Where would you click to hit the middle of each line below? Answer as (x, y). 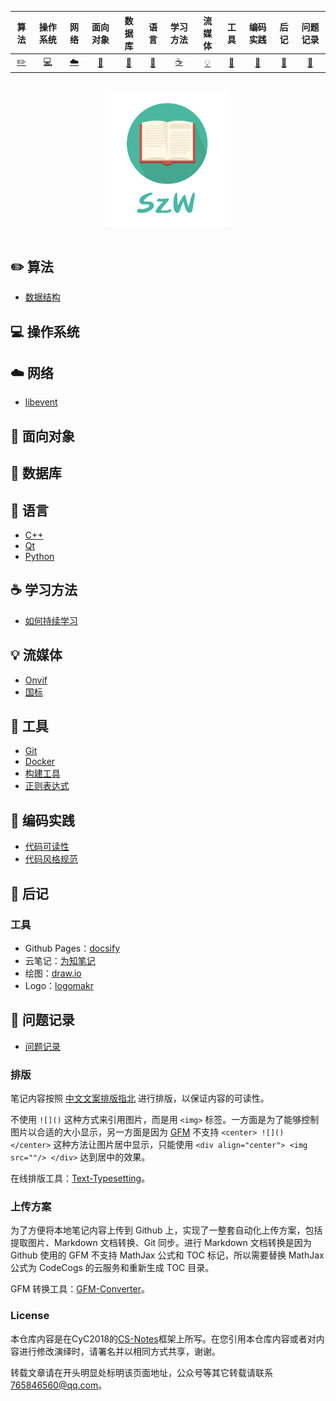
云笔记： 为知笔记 (60, 960)
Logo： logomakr (59, 985)
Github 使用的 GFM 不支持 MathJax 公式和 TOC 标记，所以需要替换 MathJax (167, 1255)
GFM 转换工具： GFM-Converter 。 (80, 1289)
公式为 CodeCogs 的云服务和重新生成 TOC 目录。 (112, 1268)
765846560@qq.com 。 (59, 1385)
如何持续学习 (51, 620)
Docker (40, 762)
